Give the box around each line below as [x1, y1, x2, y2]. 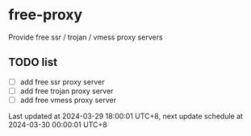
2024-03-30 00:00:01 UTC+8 [8, 119, 107, 130]
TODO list [8, 56, 58, 69]
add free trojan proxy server [19, 86, 114, 96]
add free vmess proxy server [19, 95, 117, 105]
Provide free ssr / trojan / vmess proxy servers [8, 32, 163, 42]
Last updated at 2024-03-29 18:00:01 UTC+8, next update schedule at [8, 111, 244, 121]
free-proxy [8, 6, 83, 24]
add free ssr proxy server [19, 76, 105, 86]
